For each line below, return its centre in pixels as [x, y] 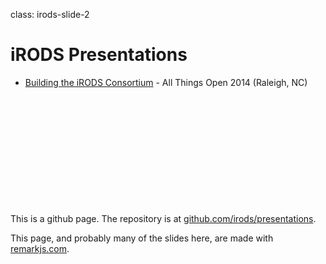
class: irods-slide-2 [50, 14]
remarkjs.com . [40, 248]
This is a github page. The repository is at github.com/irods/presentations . [163, 218]
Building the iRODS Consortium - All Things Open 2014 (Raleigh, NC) [166, 82]
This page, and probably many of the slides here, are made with [142, 238]
